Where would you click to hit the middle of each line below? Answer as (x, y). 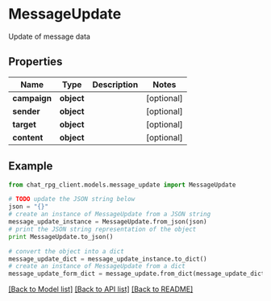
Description (115, 84)
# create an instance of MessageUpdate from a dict (97, 266)
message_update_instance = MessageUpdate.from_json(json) (108, 222)
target (24, 124)
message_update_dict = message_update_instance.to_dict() (108, 259)
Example (31, 166)
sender (26, 111)
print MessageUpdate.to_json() (61, 236)
